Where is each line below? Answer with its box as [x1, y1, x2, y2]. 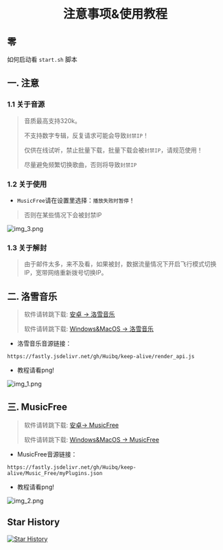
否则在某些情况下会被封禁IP [23, 210, 102, 219]
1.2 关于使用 [7, 179, 47, 189]
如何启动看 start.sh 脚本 [7, 56, 78, 63]
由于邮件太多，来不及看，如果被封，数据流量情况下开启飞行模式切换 [23, 260, 217, 268]
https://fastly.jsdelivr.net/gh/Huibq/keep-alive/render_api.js [7, 353, 195, 360]
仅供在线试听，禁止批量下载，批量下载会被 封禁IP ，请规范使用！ [23, 146, 203, 154]
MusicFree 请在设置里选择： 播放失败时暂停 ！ [16, 196, 135, 204]
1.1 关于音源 [7, 100, 45, 109]
